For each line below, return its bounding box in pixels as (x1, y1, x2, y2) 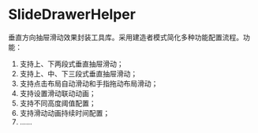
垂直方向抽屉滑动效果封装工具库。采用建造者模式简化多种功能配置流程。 (8, 32, 243, 42)
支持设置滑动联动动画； (19, 88, 96, 98)
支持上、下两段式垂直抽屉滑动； (19, 59, 124, 68)
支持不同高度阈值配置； (19, 98, 96, 108)
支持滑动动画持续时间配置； (19, 108, 110, 117)
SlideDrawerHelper (8, 6, 136, 24)
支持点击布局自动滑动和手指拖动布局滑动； (19, 79, 159, 88)
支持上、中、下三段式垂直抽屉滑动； (19, 68, 138, 78)
